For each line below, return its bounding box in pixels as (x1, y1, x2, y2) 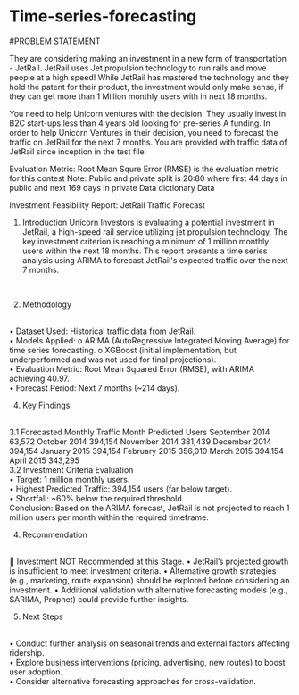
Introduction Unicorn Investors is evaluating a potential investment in (21, 217, 275, 228)
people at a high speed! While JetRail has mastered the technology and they (9, 71, 290, 82)
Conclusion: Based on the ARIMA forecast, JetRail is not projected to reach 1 (9, 502, 290, 513)
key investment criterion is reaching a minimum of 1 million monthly (21, 236, 270, 246)
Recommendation (21, 529, 87, 540)
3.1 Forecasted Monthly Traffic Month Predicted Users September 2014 (9, 426, 270, 437)
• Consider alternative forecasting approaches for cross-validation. (9, 675, 257, 686)
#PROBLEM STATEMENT (9, 36, 101, 46)
